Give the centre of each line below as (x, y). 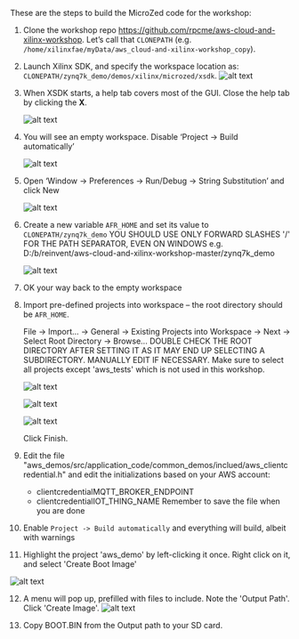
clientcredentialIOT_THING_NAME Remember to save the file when (158, 501)
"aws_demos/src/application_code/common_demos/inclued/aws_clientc (155, 465)
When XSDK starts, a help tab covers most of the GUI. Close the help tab (156, 93)
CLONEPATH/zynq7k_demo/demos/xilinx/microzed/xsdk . (120, 76)
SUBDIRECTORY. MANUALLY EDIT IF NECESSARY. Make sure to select (153, 360)
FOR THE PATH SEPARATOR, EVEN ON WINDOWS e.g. (123, 243)
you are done (61, 510)
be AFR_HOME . (46, 314)
